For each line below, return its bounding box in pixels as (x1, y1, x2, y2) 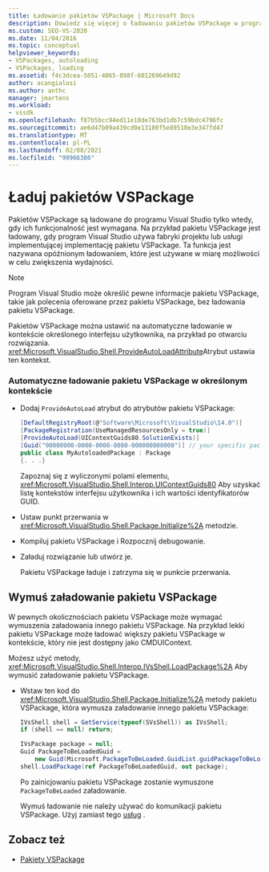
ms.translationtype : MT (8, 131, 88, 139)
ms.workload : (8, 101, 52, 109)
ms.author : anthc (8, 86, 66, 95)
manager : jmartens (8, 94, 70, 102)
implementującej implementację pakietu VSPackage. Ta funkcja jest (8, 240, 231, 250)
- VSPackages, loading (8, 64, 84, 72)
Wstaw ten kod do (19, 686, 80, 695)
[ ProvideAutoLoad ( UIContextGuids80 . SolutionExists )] (19, 434, 200, 442)
